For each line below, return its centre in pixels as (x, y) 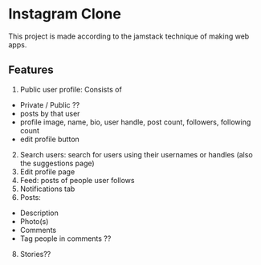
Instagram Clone (65, 14)
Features (31, 70)
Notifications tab (47, 189)
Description (39, 213)
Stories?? (35, 254)
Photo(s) (34, 221)
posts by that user (50, 113)
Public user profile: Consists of (71, 89)
